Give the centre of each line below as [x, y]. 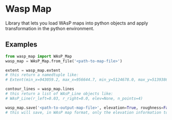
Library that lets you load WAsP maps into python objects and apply [77, 23]
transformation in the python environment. [50, 28]
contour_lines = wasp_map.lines [40, 89]
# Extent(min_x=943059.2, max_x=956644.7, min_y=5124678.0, [71, 80]
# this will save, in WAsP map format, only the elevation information [83, 112]
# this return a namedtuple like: [42, 75]
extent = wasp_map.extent [33, 70]
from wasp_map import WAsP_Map [39, 56]
